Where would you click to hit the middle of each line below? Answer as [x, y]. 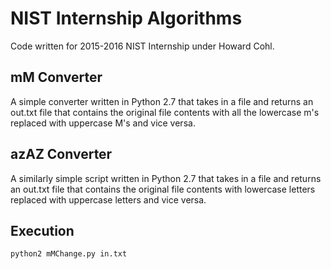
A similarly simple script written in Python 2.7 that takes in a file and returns [166, 178]
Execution [42, 230]
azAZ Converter [61, 154]
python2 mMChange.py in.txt [69, 254]
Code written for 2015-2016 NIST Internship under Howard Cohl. [142, 46]
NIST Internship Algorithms [126, 18]
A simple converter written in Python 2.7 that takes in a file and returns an [162, 101]
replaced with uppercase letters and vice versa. [108, 199]
